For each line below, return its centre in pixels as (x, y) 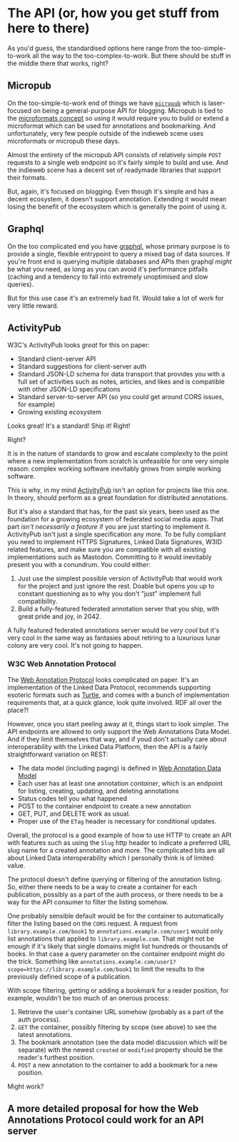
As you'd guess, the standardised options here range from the (99, 48)
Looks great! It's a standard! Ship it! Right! (69, 426)
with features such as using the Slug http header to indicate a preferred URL (119, 842)
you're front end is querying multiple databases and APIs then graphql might (119, 261)
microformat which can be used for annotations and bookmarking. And (112, 126)
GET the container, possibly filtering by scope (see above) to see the (117, 1027)
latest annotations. (45, 1034)
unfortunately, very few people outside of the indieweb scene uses (106, 133)
